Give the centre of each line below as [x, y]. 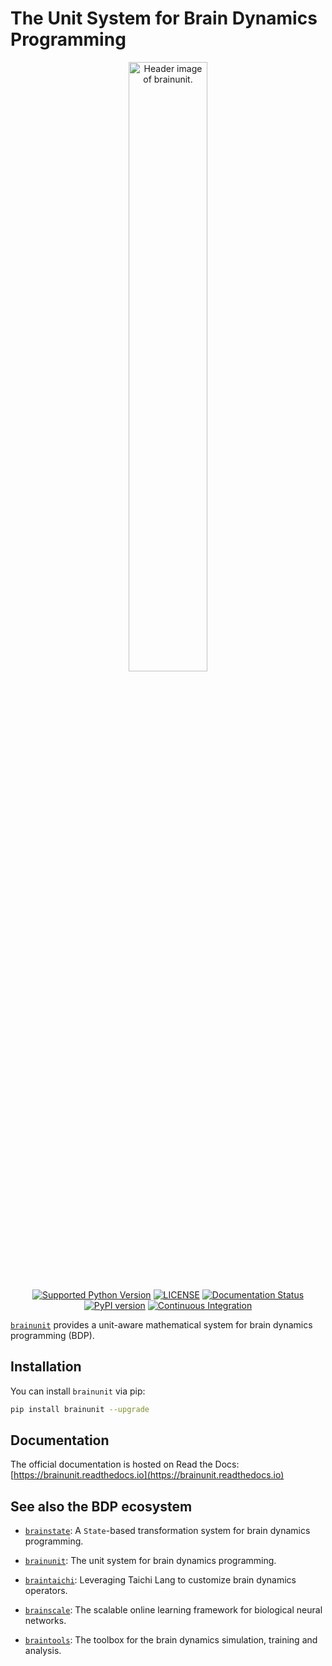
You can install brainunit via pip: [78, 1391]
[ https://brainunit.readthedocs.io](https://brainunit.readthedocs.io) [147, 1475]
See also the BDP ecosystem [101, 1506]
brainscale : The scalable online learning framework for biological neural [173, 1610]
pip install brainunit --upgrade [80, 1409]
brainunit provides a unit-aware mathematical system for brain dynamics [161, 1324]
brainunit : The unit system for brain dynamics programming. [150, 1561]
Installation [46, 1367]
